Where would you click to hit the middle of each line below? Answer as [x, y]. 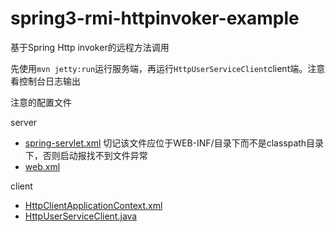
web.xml [42, 166]
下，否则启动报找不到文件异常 [86, 155]
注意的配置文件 [41, 102]
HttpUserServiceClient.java [81, 216]
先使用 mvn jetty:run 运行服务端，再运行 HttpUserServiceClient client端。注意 [168, 68]
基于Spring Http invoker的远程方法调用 [90, 47]
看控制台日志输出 [45, 81]
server [24, 122]
